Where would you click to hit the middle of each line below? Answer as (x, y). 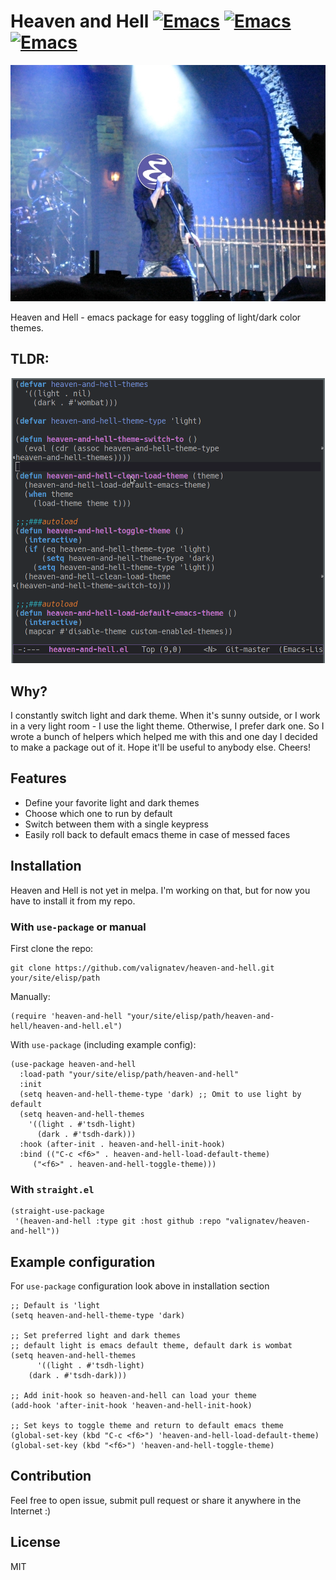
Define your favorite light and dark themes (112, 802)
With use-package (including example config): (103, 1044)
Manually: (30, 996)
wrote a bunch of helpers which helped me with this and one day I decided (164, 737)
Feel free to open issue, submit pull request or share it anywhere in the (156, 1500)
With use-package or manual (78, 927)
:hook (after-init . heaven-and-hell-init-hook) (122, 1144)
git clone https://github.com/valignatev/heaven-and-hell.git (142, 968)
